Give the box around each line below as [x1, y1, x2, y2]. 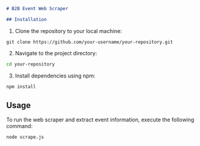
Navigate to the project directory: [14, 49, 97, 56]
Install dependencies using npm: [14, 72, 96, 79]
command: [6, 123, 33, 130]
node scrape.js [6, 134, 44, 141]
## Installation [6, 16, 47, 22]
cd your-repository [6, 61, 55, 67]
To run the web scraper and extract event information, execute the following [6, 116, 195, 123]
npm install [6, 84, 36, 90]
